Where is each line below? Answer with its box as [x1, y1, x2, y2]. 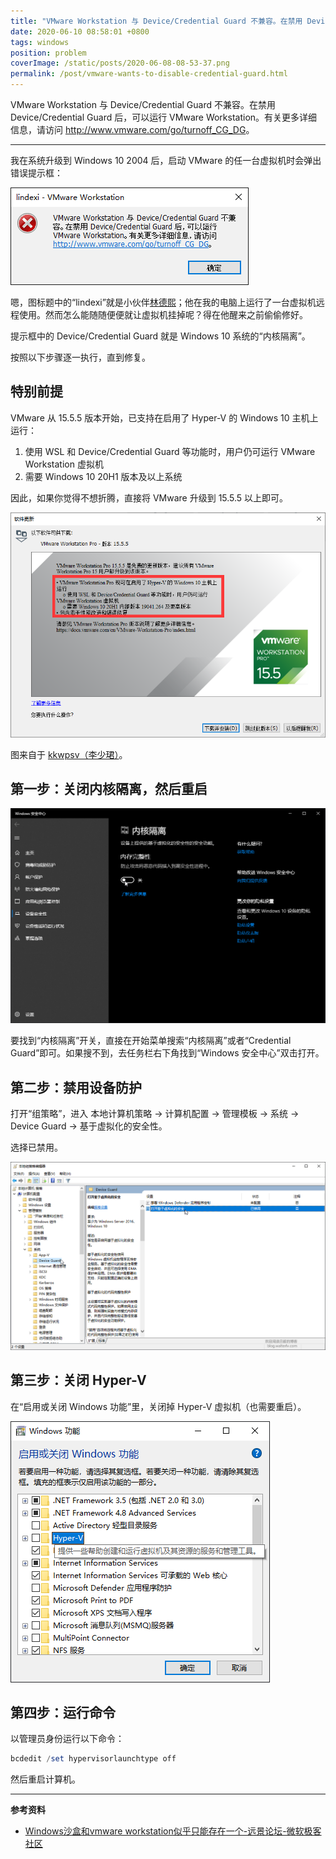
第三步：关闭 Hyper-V [10, 1372, 147, 1389]
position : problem [10, 48, 87, 58]
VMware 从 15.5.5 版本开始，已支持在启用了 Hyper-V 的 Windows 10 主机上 [10, 411, 319, 424]
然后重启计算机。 [10, 1773, 81, 1785]
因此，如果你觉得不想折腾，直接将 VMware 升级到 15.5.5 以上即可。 [10, 491, 289, 504]
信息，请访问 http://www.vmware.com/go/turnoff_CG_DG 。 [10, 124, 255, 135]
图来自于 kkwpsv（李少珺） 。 [10, 748, 128, 760]
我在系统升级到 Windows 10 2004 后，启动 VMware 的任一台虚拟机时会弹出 [10, 155, 322, 166]
